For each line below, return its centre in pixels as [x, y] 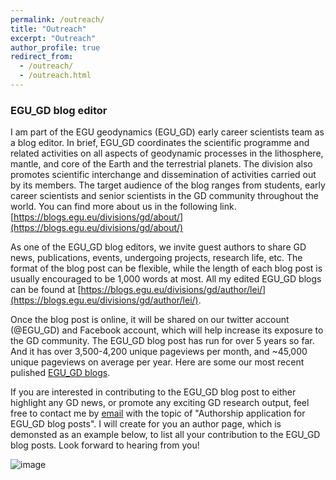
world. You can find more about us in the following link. [123, 207]
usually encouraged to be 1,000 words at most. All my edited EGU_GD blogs [166, 279]
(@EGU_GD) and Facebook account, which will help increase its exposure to [167, 330]
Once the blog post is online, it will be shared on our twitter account [150, 320]
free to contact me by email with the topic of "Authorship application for [158, 413]
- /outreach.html [55, 76]
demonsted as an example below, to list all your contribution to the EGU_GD [165, 435]
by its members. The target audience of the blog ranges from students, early [168, 185]
